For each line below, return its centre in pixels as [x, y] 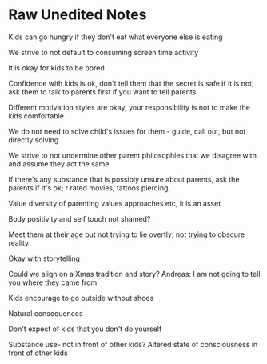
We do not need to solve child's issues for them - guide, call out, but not [127, 131]
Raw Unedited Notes [78, 15]
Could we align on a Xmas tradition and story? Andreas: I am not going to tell [134, 274]
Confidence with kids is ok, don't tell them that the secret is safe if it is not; [131, 83]
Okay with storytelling [44, 258]
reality [19, 242]
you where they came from [53, 282]
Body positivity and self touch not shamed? [80, 218]
